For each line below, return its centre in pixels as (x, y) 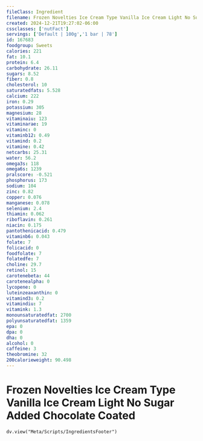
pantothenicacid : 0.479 (36, 231)
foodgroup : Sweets (29, 46)
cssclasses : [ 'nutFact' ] (37, 29)
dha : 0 (14, 338)
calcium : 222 (23, 96)
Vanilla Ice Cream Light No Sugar (90, 403)
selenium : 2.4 (24, 208)
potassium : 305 (25, 107)
